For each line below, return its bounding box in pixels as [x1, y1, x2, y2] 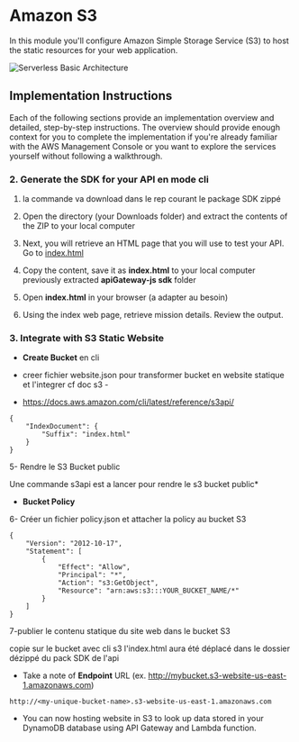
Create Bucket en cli [22, 352, 100, 363]
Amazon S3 [9, 5, 97, 26]
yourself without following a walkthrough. [9, 150, 163, 161]
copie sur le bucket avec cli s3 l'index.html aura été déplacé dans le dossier [9, 643, 291, 654]
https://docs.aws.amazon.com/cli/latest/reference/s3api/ [22, 397, 234, 408]
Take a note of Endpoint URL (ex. [22, 670, 147, 681]
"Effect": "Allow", [57, 563, 131, 572]
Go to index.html [22, 248, 84, 258]
